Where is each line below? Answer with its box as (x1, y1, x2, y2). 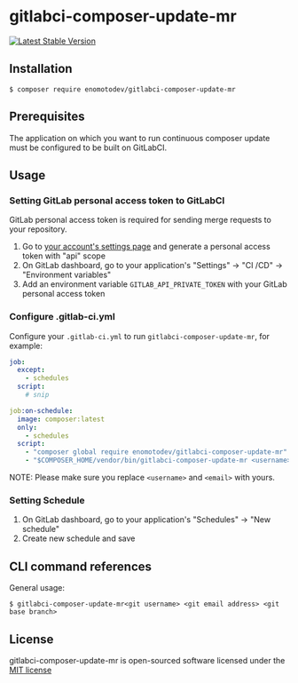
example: (9, 340, 43, 351)
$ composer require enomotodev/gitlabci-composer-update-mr (9, 84, 237, 94)
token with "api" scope (21, 250, 106, 261)
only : (17, 423, 38, 432)
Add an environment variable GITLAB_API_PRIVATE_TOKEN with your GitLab (21, 279, 288, 290)
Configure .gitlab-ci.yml (9, 311, 115, 323)
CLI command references (9, 559, 153, 574)
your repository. (9, 224, 68, 234)
